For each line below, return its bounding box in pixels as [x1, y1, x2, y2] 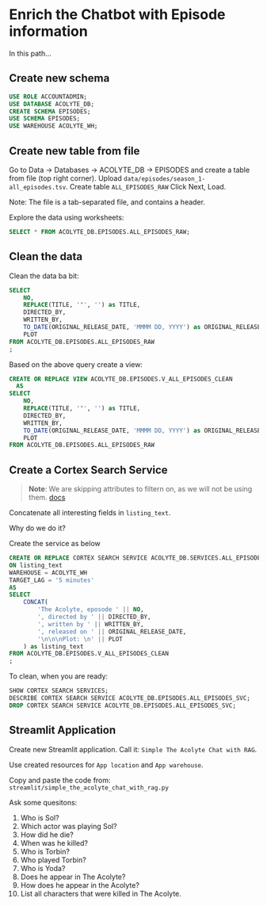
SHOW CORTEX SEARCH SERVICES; [9, 687, 109, 695]
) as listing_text [23, 642, 84, 651]
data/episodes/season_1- [123, 174, 206, 183]
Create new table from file [9, 144, 140, 158]
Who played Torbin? [20, 854, 86, 865]
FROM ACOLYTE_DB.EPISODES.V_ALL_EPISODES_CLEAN [9, 650, 170, 658]
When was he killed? [20, 838, 89, 847]
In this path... [9, 48, 52, 58]
